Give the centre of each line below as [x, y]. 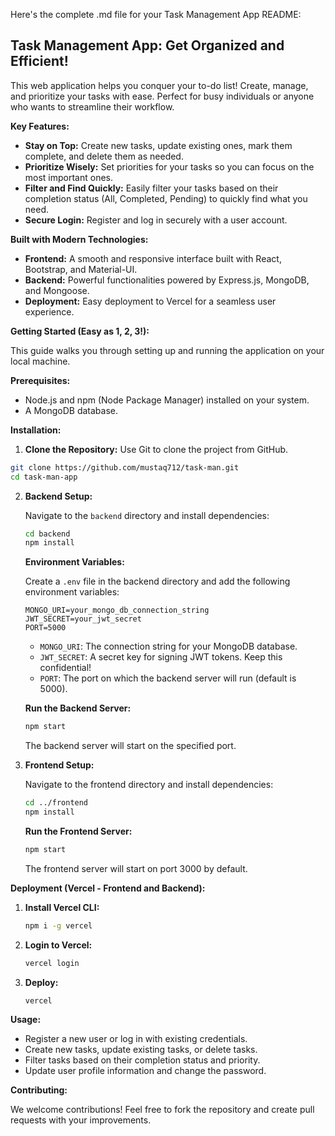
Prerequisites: [40, 380]
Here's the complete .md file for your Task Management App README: [156, 14]
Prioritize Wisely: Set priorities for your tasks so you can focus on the [169, 166]
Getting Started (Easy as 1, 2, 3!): [80, 331]
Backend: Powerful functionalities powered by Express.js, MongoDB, [167, 280]
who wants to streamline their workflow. [92, 106]
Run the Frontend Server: [78, 831]
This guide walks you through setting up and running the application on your [167, 350]
